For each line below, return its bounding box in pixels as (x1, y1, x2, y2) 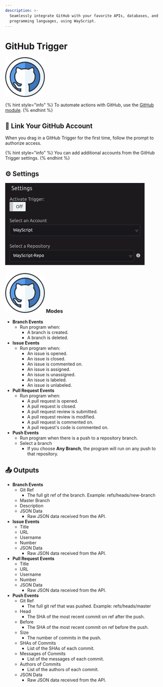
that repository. (27, 451, 58, 457)
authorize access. (5, 140, 42, 146)
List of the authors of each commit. (27, 667, 99, 673)
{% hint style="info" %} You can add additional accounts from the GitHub (5, 150, 155, 156)
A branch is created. (27, 330, 69, 336)
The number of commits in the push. (27, 635, 102, 641)
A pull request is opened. (27, 398, 78, 404)
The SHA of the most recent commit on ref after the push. (27, 614, 145, 620)
